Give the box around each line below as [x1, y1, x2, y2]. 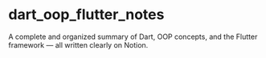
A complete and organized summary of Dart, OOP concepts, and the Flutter [8, 32, 258, 41]
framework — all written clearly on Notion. [8, 40, 149, 49]
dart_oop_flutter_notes [8, 6, 165, 24]
